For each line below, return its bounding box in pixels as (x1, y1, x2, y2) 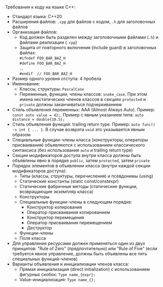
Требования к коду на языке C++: (5, 4, 76, 10)
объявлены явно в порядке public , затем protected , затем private (12, 158, 150, 163)
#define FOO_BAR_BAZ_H (19, 61, 66, 66)
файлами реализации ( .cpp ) (19, 39, 77, 45)
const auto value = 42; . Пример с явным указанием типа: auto (12, 112, 144, 117)
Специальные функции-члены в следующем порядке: (19, 199, 132, 205)
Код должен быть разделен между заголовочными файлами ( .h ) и (19, 34, 159, 40)
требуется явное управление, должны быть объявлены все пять (12, 251, 147, 256)
